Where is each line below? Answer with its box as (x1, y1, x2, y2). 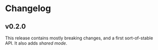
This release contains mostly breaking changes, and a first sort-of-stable (5, 35, 154, 41)
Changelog (5, 3, 51, 14)
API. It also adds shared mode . (5, 40, 67, 46)
